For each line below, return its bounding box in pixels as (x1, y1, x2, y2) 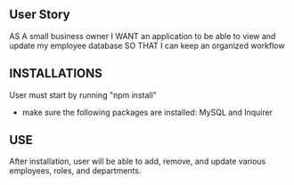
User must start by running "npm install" (9, 89, 158, 101)
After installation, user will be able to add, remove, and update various (9, 156, 266, 167)
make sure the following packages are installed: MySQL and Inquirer (21, 107, 274, 117)
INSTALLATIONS (9, 66, 102, 81)
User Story (9, 7, 70, 22)
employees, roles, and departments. (9, 165, 142, 176)
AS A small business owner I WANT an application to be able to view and (9, 30, 276, 41)
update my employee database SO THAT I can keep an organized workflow (9, 40, 285, 51)
